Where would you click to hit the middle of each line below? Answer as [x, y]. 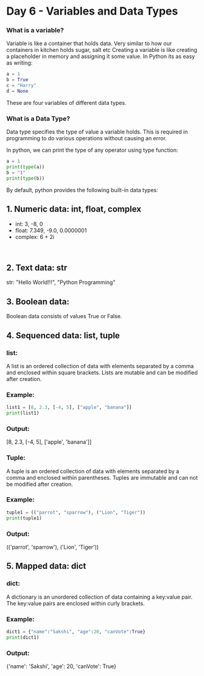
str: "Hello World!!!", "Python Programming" [61, 282]
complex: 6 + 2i [35, 237]
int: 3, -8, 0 [29, 224]
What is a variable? [35, 30]
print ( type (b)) [26, 178]
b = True [17, 80]
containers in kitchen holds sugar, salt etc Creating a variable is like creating [102, 50]
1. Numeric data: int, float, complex [74, 209]
